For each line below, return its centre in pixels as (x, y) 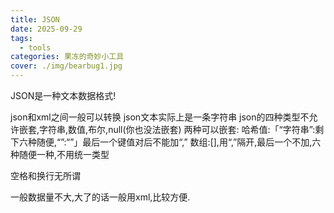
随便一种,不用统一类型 (64, 154)
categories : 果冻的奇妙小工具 (67, 57)
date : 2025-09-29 (46, 29)
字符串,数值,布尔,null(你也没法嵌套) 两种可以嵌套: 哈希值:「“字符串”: (177, 129)
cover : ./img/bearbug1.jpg (66, 66)
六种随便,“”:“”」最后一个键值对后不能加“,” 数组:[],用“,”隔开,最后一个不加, (165, 142)
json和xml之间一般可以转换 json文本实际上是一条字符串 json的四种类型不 (160, 117)
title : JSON (35, 19)
